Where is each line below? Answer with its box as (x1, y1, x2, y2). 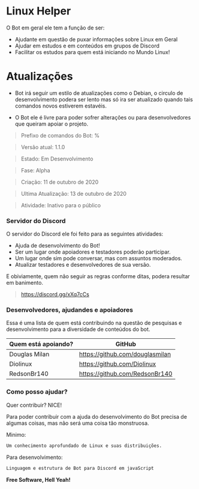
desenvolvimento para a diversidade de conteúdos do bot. (6, 326, 150, 333)
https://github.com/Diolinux (79, 360, 156, 368)
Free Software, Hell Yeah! (6, 476, 71, 483)
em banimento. (6, 279, 44, 287)
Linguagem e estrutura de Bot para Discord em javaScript (6, 465, 154, 471)
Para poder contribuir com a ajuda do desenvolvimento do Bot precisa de (6, 413, 188, 420)
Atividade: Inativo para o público (20, 201, 101, 208)
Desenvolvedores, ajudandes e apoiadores (6, 306, 134, 314)
